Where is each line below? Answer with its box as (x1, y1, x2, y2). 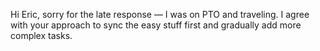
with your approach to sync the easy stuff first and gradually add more (10, 19, 302, 31)
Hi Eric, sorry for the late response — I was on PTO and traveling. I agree (10, 9, 310, 20)
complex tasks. (10, 30, 73, 41)
